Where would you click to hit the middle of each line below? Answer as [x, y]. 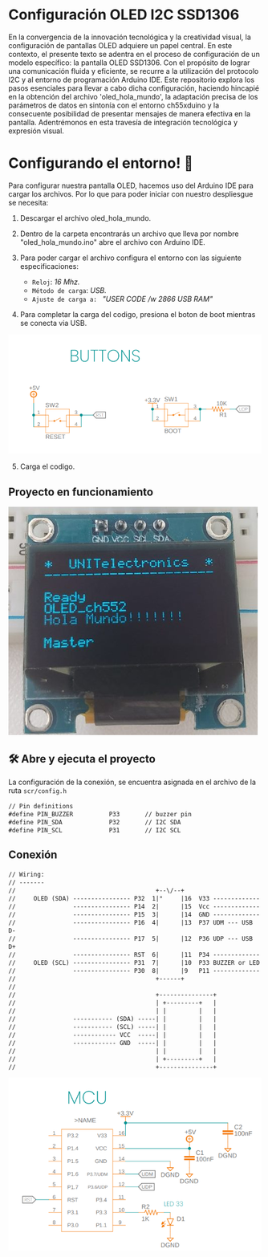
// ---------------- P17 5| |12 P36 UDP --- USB [130, 938]
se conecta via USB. [53, 323]
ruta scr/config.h [37, 790]
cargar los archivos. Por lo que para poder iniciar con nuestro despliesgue [131, 193]
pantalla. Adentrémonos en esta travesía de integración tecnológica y [123, 122]
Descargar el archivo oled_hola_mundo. [85, 218]
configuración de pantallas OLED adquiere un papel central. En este [120, 45]
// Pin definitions [41, 806]
